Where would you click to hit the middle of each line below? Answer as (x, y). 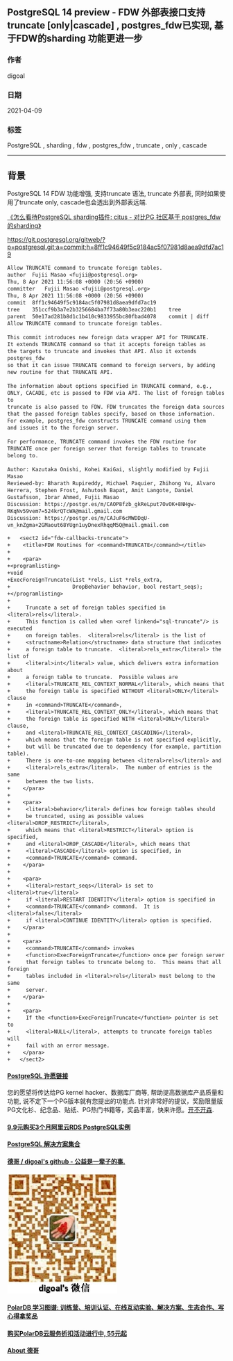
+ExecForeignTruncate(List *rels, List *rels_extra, (85, 580)
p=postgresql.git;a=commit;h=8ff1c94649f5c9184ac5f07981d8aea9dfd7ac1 (115, 247)
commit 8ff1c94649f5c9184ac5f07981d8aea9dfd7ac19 (82, 303)
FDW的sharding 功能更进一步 (80, 39)
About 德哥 (23, 1351)
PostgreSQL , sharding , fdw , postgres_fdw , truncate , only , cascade (107, 145)
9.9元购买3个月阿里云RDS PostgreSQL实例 (69, 1127)
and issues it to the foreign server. (63, 428)
